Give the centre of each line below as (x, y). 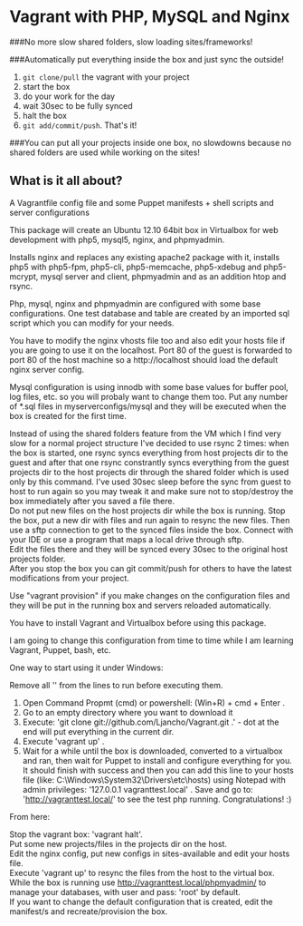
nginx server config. (47, 369)
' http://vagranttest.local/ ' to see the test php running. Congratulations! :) (157, 799)
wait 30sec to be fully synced (77, 105)
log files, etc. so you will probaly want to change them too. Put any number (149, 396)
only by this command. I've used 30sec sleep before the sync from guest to (150, 482)
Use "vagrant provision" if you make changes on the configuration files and (150, 595)
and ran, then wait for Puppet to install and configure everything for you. (157, 760)
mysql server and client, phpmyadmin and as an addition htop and (163, 276)
